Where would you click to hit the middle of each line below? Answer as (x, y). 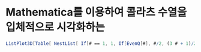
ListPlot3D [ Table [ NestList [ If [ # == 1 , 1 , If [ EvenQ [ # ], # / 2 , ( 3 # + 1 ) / (100, 43)
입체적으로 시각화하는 (55, 27)
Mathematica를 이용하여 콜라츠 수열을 (96, 12)
